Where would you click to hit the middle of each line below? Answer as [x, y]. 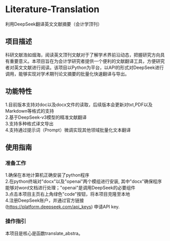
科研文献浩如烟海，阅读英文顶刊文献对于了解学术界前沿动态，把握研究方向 [83, 55]
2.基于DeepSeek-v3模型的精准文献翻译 [46, 117]
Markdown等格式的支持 [30, 111]
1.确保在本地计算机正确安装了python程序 [47, 175]
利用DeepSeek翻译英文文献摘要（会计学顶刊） [54, 24]
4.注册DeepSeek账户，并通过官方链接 [45, 200]
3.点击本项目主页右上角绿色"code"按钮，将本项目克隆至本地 [68, 194]
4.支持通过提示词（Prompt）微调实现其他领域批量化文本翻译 [68, 130]
